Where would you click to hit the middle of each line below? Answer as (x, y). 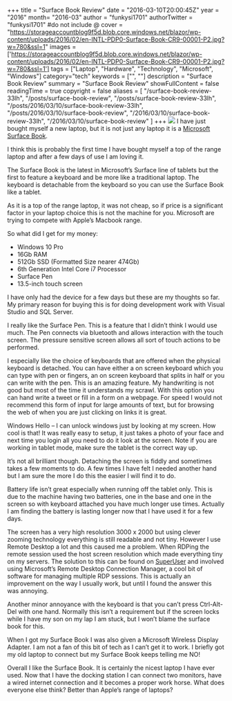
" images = (61, 47)
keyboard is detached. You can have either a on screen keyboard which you (115, 368)
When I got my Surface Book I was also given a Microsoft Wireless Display (113, 640)
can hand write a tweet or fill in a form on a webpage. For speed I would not (115, 398)
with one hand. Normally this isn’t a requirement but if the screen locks (119, 611)
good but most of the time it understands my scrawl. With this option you (111, 390)
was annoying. (28, 591)
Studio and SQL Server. (40, 312)
